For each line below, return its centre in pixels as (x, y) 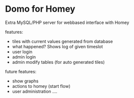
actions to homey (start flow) (41, 86)
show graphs (25, 81)
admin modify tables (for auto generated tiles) (58, 62)
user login (22, 52)
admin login (24, 57)
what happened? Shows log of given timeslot (57, 46)
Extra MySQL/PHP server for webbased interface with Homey (67, 22)
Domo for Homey (40, 9)
